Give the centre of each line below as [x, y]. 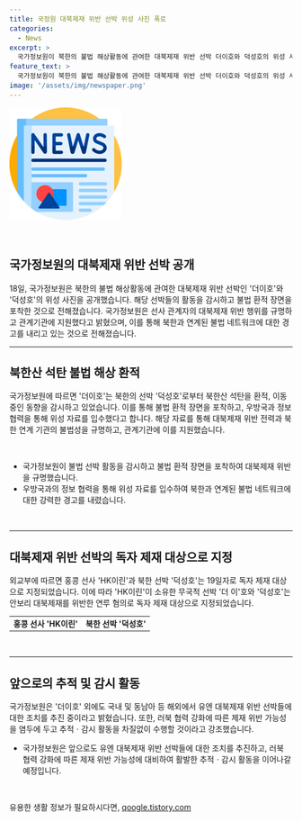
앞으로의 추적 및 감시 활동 [75, 683]
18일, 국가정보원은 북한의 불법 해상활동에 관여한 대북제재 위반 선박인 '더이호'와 [147, 288]
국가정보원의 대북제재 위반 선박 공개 [102, 265]
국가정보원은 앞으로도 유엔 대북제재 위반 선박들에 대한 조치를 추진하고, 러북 [153, 748]
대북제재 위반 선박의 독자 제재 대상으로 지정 [121, 557]
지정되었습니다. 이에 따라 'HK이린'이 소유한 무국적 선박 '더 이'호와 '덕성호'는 [158, 592]
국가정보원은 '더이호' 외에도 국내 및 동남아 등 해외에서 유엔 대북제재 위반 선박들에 [151, 707]
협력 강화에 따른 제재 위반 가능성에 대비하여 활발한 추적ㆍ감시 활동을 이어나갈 [157, 760]
